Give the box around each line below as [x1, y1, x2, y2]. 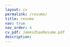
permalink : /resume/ [5, 12, 48, 17]
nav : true [5, 21, 26, 26]
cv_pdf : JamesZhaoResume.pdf [5, 30, 65, 35]
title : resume [5, 16, 35, 21]
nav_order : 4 [5, 25, 32, 30]
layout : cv [5, 7, 28, 12]
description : [5, 35, 32, 40]
